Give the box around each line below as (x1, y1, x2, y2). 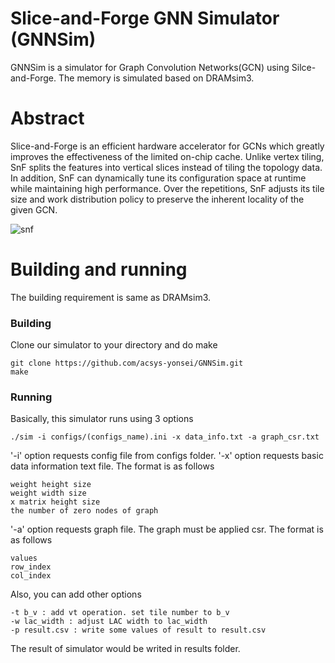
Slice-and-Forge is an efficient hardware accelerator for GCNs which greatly (10, 140, 325, 152)
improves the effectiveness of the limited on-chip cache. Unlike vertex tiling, (10, 150, 325, 162)
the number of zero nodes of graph (10, 506, 159, 516)
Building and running (10, 258, 188, 281)
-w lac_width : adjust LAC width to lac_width (10, 617, 208, 627)
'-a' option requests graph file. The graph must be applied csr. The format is (10, 523, 324, 536)
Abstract (10, 107, 85, 130)
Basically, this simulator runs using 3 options (10, 413, 194, 425)
